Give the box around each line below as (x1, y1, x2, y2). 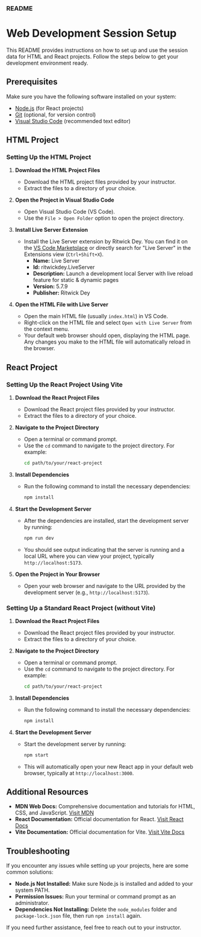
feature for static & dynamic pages (32, 277, 119, 284)
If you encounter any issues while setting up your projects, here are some (6, 862, 188, 869)
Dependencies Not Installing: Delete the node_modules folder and (14, 906, 177, 913)
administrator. (14, 900, 49, 907)
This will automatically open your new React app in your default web (23, 763, 194, 770)
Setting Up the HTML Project (6, 153, 91, 161)
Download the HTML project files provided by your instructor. (23, 178, 176, 185)
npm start (23, 752, 49, 758)
